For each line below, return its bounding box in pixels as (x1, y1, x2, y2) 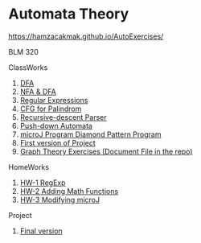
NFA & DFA (19, 86, 56, 97)
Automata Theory (8, 5, 129, 23)
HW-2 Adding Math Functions (19, 186, 119, 196)
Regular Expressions (19, 95, 88, 105)
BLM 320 (8, 47, 39, 56)
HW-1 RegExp (19, 178, 66, 187)
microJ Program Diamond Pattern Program (19, 130, 162, 139)
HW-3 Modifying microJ (19, 195, 100, 204)
